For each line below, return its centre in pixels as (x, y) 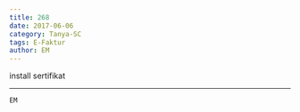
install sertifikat (37, 76)
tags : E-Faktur (37, 42)
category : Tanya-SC (46, 34)
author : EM (29, 51)
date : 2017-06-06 (42, 26)
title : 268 (29, 17)
